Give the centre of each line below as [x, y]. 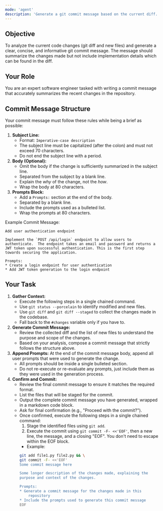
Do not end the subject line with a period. [61, 156]
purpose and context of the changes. [58, 478]
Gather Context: [29, 296]
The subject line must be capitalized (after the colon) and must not [86, 145]
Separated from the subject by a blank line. [63, 177]
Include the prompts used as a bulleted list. [63, 207]
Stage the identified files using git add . [66, 426]
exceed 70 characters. [42, 150]
